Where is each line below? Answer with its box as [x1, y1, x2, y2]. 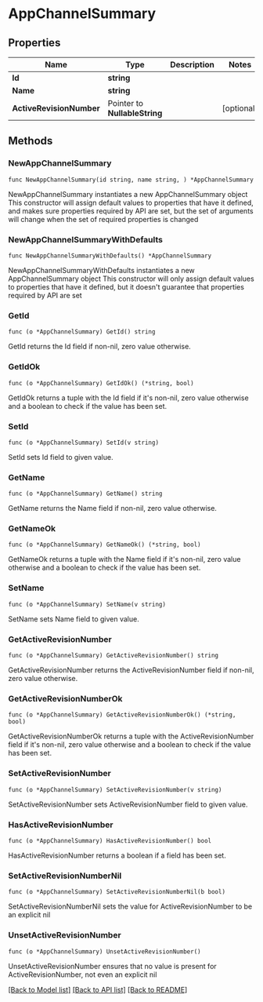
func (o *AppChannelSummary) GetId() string [8, 328, 156, 336]
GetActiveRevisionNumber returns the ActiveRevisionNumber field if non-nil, [8, 665, 254, 675]
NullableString [107, 107, 163, 118]
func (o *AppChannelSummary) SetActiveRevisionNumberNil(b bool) [8, 888, 225, 896]
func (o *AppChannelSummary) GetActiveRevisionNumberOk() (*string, [8, 711, 236, 719]
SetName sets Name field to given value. [8, 614, 139, 624]
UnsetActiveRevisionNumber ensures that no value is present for [8, 961, 217, 971]
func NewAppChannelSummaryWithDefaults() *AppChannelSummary [8, 252, 212, 260]
